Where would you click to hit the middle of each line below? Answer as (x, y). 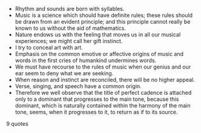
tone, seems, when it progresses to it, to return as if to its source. (96, 112)
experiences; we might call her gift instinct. (69, 41)
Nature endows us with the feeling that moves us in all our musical (98, 35)
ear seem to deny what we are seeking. (64, 73)
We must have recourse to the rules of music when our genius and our (103, 67)
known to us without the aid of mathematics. (70, 28)
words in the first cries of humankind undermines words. (86, 60)
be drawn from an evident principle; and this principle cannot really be (103, 22)
